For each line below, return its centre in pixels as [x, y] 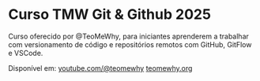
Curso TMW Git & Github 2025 [110, 15]
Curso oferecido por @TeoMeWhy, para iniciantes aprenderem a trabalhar [128, 36]
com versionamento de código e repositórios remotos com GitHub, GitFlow [130, 44]
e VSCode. [26, 53]
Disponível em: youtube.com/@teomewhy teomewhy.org [100, 68]
